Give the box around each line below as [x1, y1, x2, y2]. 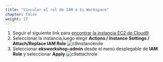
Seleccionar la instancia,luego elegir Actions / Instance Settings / [12, 35, 150, 41]
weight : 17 [5, 16, 28, 21]
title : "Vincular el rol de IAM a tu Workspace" [5, 7, 109, 12]
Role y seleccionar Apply [12, 51, 65, 57]
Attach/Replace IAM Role [12, 41, 66, 47]
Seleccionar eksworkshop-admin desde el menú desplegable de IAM [12, 46, 158, 52]
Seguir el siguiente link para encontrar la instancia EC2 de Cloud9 [12, 30, 149, 36]
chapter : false [5, 12, 37, 17]
